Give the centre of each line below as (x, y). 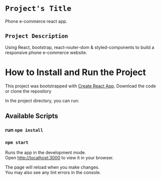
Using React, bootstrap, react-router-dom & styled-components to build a (80, 47)
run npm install (24, 130)
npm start (17, 142)
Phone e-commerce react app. (36, 21)
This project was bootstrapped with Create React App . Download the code (80, 86)
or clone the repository (28, 91)
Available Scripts (32, 116)
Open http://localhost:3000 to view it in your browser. (60, 158)
